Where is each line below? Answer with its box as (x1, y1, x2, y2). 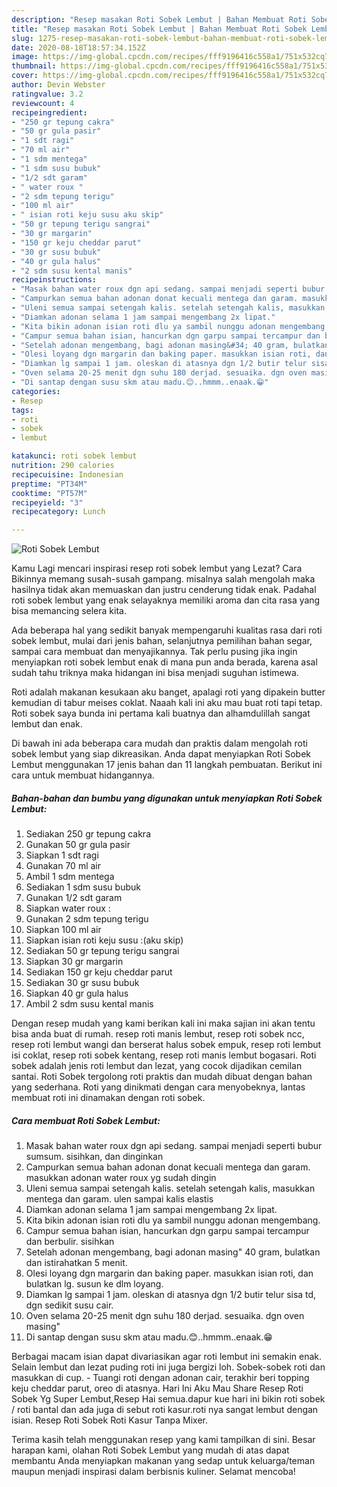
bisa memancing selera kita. (11, 605, 127, 617)
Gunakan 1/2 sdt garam (25, 892, 123, 904)
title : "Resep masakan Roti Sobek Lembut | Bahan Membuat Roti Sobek (11, 24, 308, 34)
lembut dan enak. (11, 718, 83, 730)
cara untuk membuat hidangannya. (11, 769, 155, 781)
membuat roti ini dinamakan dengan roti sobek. (11, 1092, 206, 1104)
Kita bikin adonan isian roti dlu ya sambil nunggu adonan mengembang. (25, 1214, 321, 1226)
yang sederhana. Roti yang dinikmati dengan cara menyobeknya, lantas (11, 1081, 306, 1093)
